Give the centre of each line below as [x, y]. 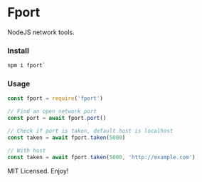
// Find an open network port [52, 111]
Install [18, 51]
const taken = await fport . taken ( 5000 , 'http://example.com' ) [101, 157]
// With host [27, 151]
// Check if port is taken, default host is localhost [90, 131]
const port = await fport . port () [57, 118]
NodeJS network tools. [41, 32]
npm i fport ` [27, 66]
